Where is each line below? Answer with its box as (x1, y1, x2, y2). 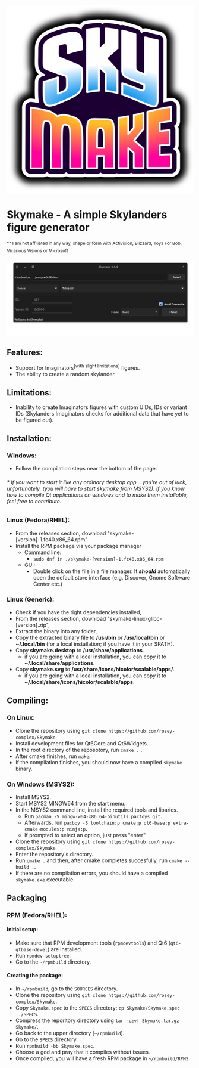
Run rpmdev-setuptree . (15, 952, 71, 959)
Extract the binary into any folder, (15, 628, 97, 635)
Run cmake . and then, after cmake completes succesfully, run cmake (15, 857, 183, 864)
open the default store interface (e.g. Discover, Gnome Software (33, 574, 191, 581)
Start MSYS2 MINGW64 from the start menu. (15, 800, 126, 807)
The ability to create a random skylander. (15, 370, 116, 377)
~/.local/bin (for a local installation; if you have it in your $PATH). (15, 640, 175, 648)
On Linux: (7, 714, 35, 722)
